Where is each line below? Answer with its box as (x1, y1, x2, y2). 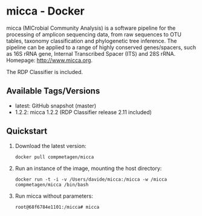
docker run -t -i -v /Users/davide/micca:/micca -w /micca (15, 176, 168, 183)
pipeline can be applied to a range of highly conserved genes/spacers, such (6, 44, 197, 51)
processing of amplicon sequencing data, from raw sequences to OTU (6, 30, 181, 38)
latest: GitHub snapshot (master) (15, 102, 97, 109)
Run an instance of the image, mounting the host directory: (15, 164, 162, 172)
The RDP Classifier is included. (6, 68, 83, 75)
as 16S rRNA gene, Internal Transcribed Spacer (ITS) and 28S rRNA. (6, 50, 176, 57)
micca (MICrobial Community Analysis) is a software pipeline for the (6, 24, 176, 32)
